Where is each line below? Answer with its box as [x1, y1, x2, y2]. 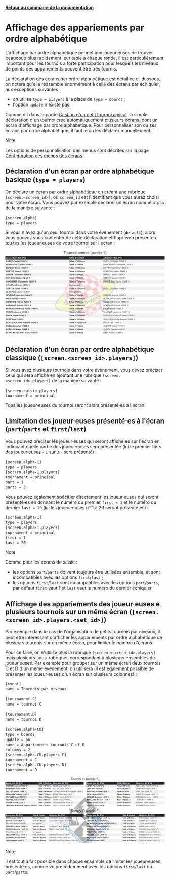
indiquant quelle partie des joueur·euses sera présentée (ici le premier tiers [5, 443, 162, 449]
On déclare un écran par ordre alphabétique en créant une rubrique [5, 189, 146, 195]
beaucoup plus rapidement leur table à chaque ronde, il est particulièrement [5, 55, 164, 61]
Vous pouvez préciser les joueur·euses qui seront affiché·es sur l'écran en [5, 438, 160, 444]
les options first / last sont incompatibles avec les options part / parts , [12, 579, 159, 585]
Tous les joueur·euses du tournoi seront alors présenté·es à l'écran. [5, 402, 146, 408]
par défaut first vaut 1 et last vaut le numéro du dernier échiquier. [12, 585, 153, 591]
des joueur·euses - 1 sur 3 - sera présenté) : [5, 449, 97, 455]
